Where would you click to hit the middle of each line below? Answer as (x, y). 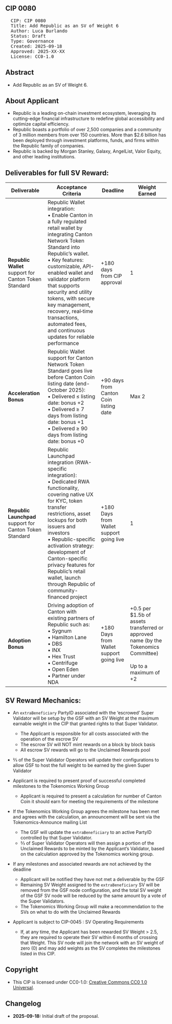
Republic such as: (69, 625)
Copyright (22, 970)
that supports (64, 285)
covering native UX (71, 495)
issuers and (62, 526)
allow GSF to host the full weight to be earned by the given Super (81, 765)
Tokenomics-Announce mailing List (50, 823)
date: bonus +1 (66, 422)
